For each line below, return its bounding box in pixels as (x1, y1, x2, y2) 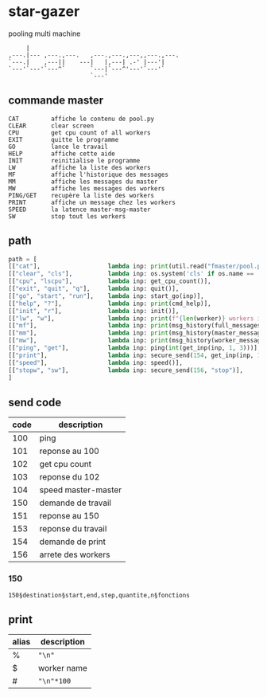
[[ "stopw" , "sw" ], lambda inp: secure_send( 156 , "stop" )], (8, 366, 244, 374)
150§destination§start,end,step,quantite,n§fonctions (8, 591, 191, 599)
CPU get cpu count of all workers (8, 128, 151, 137)
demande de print (39, 536, 106, 547)
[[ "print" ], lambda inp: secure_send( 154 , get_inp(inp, (8, 351, 254, 359)
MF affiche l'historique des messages (8, 170, 169, 178)
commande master (8, 94, 104, 108)
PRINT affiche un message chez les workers (8, 198, 176, 206)
